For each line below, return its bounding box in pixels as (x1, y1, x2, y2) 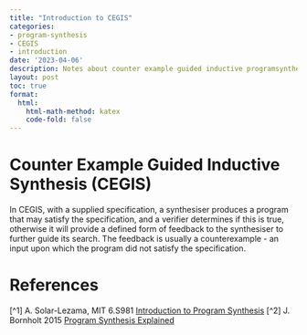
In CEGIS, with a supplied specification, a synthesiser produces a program (9, 204, 290, 215)
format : (9, 89, 39, 99)
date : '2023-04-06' (9, 56, 84, 65)
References (9, 275, 99, 296)
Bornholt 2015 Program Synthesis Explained (9, 315, 175, 325)
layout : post (9, 73, 59, 82)
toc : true (9, 81, 48, 90)
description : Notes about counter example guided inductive (9, 65, 244, 74)
